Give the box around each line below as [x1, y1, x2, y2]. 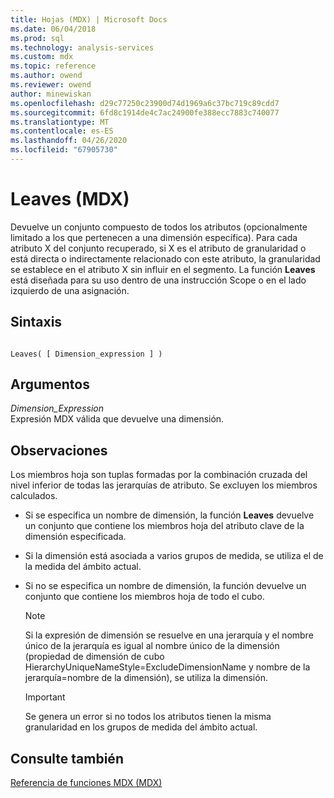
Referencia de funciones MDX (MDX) [10, 777, 163, 789]
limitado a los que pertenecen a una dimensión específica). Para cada [10, 231, 298, 243]
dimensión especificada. [24, 531, 127, 543]
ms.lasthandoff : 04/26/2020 [10, 136, 128, 146]
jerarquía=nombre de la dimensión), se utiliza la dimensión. [24, 672, 268, 684]
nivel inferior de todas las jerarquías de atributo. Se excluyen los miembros [10, 479, 318, 491]
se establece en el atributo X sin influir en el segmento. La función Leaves [10, 263, 316, 275]
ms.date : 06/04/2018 [10, 24, 97, 34]
